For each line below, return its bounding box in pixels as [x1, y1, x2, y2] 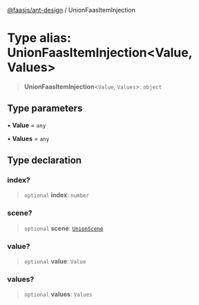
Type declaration [7, 155, 82, 166]
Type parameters [7, 103, 83, 114]
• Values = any [7, 134, 50, 143]
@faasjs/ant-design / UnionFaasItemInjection [7, 6, 136, 14]
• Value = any [7, 121, 46, 129]
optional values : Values [23, 290, 93, 299]
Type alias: [7, 31, 71, 46]
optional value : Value [23, 257, 86, 265]
